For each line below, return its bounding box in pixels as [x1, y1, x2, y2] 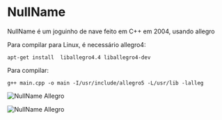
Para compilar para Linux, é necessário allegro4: [7, 40, 146, 49]
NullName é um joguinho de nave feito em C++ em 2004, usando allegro [7, 27, 215, 35]
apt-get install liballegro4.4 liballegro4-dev [7, 53, 151, 61]
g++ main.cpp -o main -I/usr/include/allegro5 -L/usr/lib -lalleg [7, 79, 204, 87]
